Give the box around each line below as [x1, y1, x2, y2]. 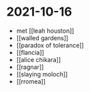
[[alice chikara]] [16, 55, 61, 63]
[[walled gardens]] [16, 33, 69, 42]
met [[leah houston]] [16, 27, 74, 35]
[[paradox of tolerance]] [16, 41, 85, 49]
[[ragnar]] [16, 63, 44, 71]
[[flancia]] [16, 48, 45, 57]
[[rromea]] [16, 77, 46, 85]
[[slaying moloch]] [16, 70, 68, 78]
